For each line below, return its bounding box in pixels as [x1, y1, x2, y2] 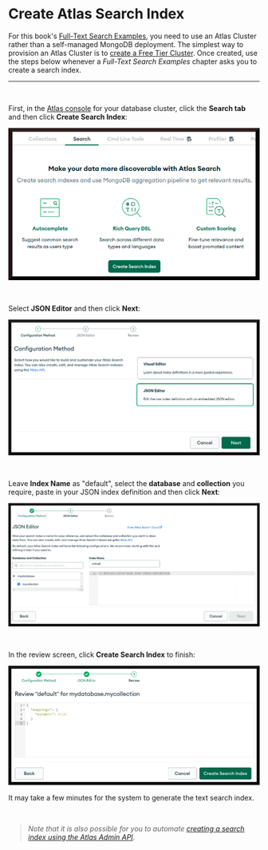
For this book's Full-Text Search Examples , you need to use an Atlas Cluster [8, 31, 257, 41]
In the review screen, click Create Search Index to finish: [8, 650, 195, 659]
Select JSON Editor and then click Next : [8, 303, 141, 313]
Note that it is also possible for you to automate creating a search [27, 824, 245, 833]
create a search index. [8, 65, 82, 74]
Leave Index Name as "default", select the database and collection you [8, 478, 245, 488]
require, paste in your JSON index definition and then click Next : [8, 487, 221, 496]
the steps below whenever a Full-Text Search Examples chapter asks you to [8, 57, 258, 66]
